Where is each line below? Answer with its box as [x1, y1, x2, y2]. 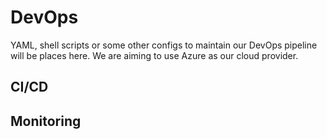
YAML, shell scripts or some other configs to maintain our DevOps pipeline [10, 39, 318, 51]
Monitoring [10, 112, 82, 130]
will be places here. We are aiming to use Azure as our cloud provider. [10, 49, 299, 61]
